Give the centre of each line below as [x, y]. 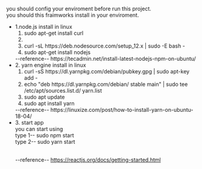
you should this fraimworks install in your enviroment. [73, 15]
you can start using [39, 129]
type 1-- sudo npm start [44, 135]
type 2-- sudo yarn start [45, 142]
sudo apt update [44, 97]
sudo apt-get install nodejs [57, 52]
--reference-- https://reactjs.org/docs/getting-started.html [88, 160]
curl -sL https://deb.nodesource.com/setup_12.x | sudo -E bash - [104, 46]
